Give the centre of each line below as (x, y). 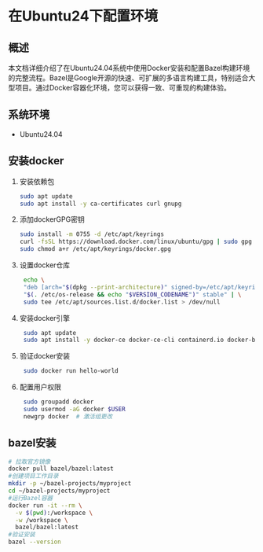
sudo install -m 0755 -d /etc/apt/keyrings (92, 234)
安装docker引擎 (45, 318)
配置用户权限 (40, 387)
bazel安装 (32, 443)
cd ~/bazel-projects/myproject (59, 491)
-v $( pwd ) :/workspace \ (54, 513)
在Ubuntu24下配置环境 (83, 16)
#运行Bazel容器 (31, 498)
